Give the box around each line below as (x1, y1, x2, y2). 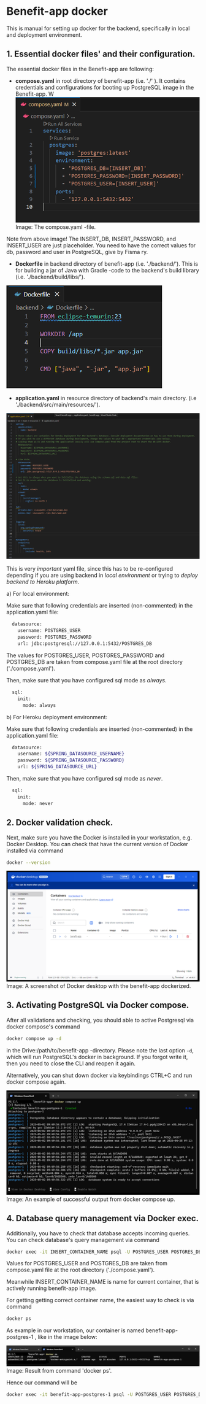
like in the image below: (37, 1333, 97, 1341)
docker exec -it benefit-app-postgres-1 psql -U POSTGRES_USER (6, 1391, 172, 1397)
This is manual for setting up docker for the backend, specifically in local (6, 25, 190, 32)
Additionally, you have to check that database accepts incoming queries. (6, 1229, 190, 1237)
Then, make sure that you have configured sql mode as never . (6, 775, 163, 782)
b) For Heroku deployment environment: (6, 713, 108, 720)
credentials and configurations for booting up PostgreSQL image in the (15, 83, 194, 91)
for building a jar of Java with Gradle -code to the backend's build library (15, 267, 199, 274)
